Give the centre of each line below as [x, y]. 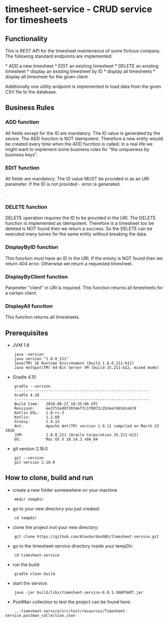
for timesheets [37, 20]
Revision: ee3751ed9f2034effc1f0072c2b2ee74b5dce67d [75, 408]
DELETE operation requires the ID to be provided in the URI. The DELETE [80, 218]
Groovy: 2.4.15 [37, 421]
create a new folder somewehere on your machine [65, 490]
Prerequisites [27, 333]
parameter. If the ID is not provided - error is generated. [63, 184]
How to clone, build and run [49, 478]
